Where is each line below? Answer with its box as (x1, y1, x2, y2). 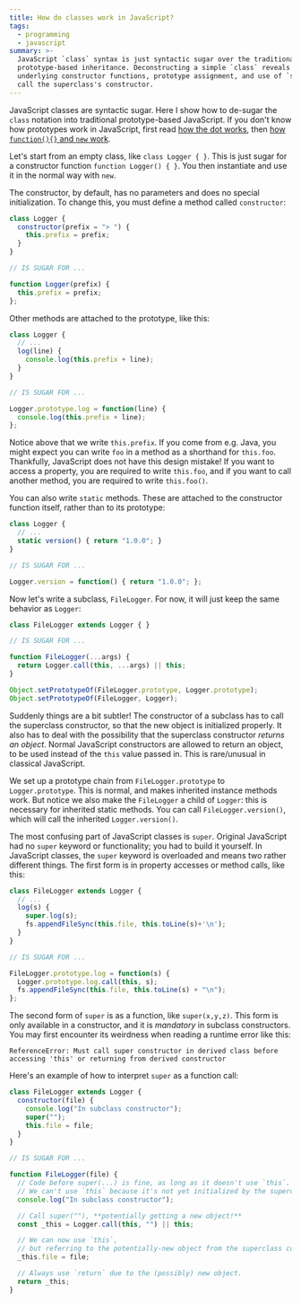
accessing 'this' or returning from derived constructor (9, 1054, 227, 1064)
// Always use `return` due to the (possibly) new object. (17, 1269, 243, 1278)
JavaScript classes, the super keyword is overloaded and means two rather (9, 850, 287, 860)
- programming (17, 30, 70, 39)
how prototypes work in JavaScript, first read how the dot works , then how (9, 123, 286, 135)
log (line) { (17, 347, 63, 356)
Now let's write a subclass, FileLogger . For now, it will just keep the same (9, 594, 280, 604)
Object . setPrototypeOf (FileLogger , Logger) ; (9, 693, 178, 703)
